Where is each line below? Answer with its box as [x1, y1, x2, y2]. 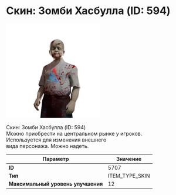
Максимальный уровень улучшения [8, 180, 103, 187]
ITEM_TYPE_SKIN [107, 172, 151, 179]
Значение [116, 156, 142, 163]
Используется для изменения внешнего [6, 136, 107, 143]
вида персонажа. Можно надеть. [6, 142, 89, 149]
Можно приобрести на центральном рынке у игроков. [6, 130, 143, 137]
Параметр [42, 156, 69, 163]
